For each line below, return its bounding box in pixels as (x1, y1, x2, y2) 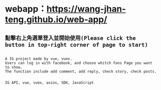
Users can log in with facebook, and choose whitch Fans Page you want (5, 60, 152, 65)
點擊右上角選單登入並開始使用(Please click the (5, 34, 136, 42)
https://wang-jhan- (46, 3, 126, 15)
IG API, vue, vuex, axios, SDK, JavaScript (5, 80, 94, 85)
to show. (5, 65, 23, 70)
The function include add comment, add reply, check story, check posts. (5, 69, 157, 74)
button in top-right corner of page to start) (5, 41, 148, 48)
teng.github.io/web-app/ (5, 14, 107, 25)
